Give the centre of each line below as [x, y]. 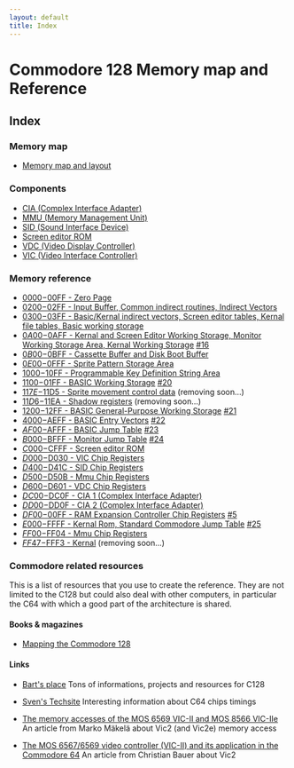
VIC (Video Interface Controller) [80, 255]
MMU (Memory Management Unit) [85, 218]
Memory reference [50, 278]
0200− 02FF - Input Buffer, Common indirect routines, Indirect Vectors [149, 306]
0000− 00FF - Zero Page [67, 297]
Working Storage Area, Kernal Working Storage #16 [116, 344]
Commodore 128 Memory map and [139, 70]
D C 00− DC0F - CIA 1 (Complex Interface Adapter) [112, 495]
